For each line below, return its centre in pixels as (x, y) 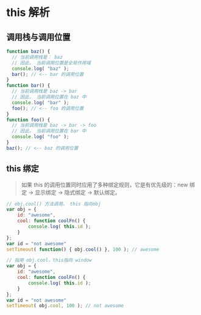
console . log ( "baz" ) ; (41, 69)
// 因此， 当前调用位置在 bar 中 (49, 131)
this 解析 (28, 13)
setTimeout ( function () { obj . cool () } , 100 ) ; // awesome (83, 249)
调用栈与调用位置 (38, 37)
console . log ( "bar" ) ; (41, 102)
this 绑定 (23, 169)
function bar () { (28, 86)
